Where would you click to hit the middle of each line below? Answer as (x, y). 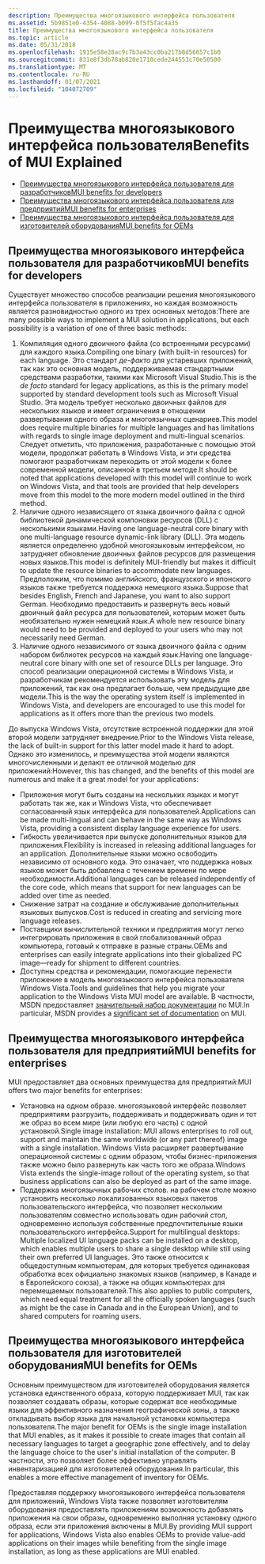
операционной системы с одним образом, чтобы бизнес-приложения (138, 1156)
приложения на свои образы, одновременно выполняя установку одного (132, 1517)
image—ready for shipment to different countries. (100, 963)
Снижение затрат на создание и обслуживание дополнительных (129, 904)
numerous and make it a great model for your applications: (104, 780)
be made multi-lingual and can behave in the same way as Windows (131, 820)
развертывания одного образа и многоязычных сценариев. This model (138, 419)
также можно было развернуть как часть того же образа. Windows (132, 1164)
